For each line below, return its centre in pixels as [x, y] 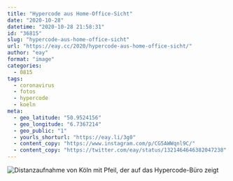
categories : [24, 66]
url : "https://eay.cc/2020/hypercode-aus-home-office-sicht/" [100, 46]
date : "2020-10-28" [36, 20]
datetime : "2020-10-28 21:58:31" [56, 27]
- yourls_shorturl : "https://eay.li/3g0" [75, 137]
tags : [15, 79]
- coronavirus [34, 85]
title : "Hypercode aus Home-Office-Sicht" [70, 14]
